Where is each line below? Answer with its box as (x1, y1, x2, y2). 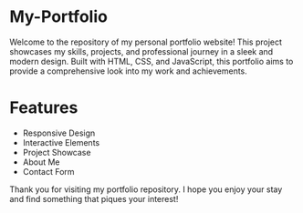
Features (9, 97, 78, 118)
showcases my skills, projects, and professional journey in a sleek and (9, 46, 274, 56)
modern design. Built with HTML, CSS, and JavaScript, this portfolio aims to (9, 56, 294, 66)
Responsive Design (22, 127, 96, 138)
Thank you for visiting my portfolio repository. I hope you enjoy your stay (9, 184, 283, 195)
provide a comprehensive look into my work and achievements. (9, 66, 248, 76)
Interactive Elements (22, 137, 100, 147)
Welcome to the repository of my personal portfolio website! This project (9, 36, 283, 47)
